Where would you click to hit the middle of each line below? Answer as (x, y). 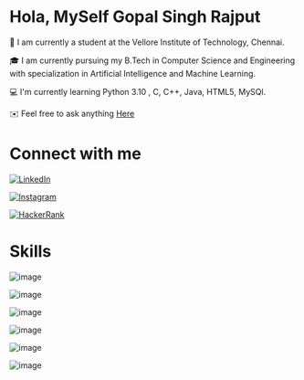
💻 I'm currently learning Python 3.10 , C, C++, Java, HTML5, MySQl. (138, 91)
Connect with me (75, 154)
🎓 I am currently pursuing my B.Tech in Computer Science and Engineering (152, 60)
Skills (31, 252)
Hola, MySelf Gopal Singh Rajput (135, 17)
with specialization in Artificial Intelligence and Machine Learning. (133, 73)
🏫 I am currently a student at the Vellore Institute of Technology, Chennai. (147, 42)
